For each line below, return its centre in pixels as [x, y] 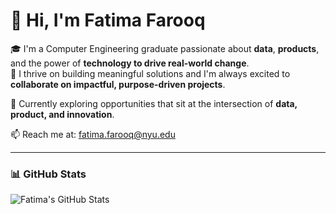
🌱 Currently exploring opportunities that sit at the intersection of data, [154, 103]
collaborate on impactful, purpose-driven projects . [118, 84]
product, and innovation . [62, 114]
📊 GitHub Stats [48, 174]
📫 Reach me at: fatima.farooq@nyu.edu [93, 134]
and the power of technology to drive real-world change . [130, 63]
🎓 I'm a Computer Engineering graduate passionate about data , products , [165, 48]
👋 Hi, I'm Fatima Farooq [108, 20]
